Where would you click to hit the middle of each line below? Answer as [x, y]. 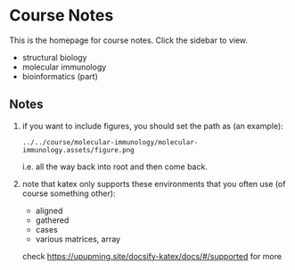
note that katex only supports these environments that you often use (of [154, 184]
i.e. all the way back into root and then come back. [115, 167]
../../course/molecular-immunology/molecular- [110, 142]
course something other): [69, 193]
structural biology [54, 57]
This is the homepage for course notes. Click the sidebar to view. [128, 40]
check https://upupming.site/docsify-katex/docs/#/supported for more [152, 256]
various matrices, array [78, 239]
